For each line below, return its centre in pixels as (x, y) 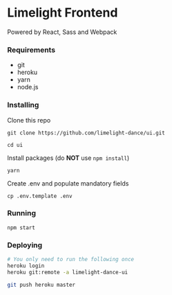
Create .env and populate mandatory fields (68, 183)
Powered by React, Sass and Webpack (62, 32)
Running (22, 213)
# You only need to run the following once (71, 260)
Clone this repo (29, 120)
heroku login (26, 266)
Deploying (25, 245)
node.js (28, 87)
